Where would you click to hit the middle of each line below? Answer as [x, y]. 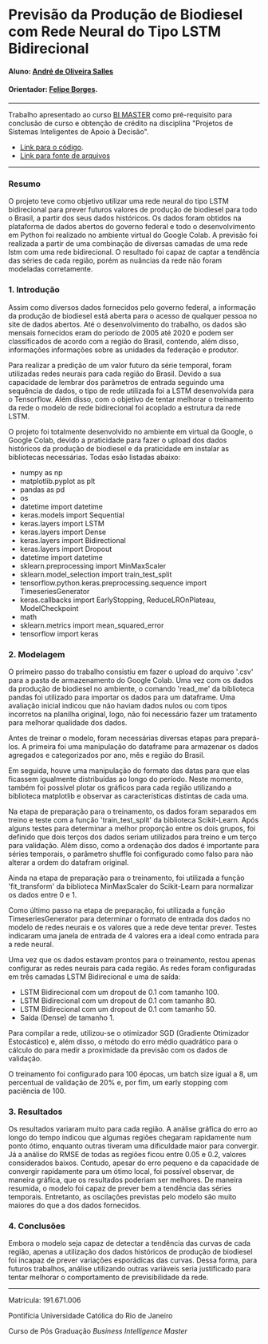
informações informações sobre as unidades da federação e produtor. [124, 350]
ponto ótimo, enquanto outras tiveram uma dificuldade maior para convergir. [134, 1146]
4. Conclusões [37, 1226]
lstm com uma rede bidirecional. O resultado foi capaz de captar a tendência [134, 252]
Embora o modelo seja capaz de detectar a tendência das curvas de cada [130, 1243]
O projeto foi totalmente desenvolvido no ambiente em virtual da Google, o [131, 431]
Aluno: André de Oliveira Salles [61, 71]
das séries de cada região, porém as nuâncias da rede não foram [115, 260]
